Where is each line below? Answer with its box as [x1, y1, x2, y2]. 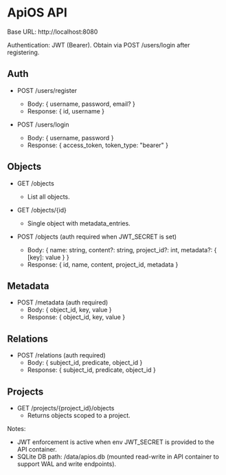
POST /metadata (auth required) [16, 298, 109, 307]
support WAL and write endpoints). [16, 460, 117, 468]
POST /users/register [16, 86, 78, 94]
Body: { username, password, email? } [27, 100, 136, 108]
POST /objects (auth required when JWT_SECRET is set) [16, 232, 177, 241]
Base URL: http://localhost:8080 [7, 27, 98, 36]
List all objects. [27, 192, 70, 201]
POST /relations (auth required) [16, 351, 106, 360]
